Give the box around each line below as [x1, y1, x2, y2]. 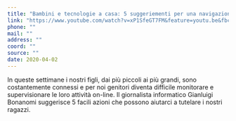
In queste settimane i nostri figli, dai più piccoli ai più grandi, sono [7, 75, 197, 84]
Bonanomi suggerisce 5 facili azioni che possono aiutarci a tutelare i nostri [7, 98, 223, 106]
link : [7, 17, 23, 24]
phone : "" [7, 23, 37, 30]
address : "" [7, 37, 42, 44]
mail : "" [7, 30, 33, 37]
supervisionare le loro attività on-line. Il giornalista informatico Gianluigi [7, 90, 214, 98]
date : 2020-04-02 [7, 56, 58, 63]
